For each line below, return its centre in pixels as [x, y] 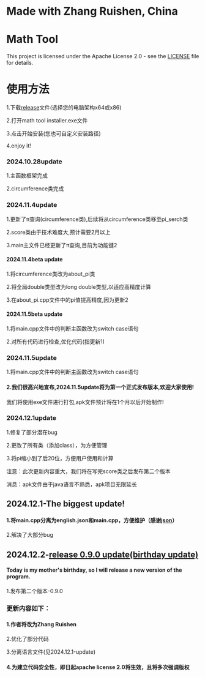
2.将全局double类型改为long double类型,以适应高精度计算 [79, 286]
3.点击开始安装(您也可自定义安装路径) [54, 133]
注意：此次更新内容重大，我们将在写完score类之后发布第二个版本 [88, 471]
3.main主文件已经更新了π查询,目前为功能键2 [62, 245]
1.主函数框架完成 [27, 176]
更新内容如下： [28, 608]
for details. [20, 63]
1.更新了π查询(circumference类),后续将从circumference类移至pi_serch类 [97, 219]
